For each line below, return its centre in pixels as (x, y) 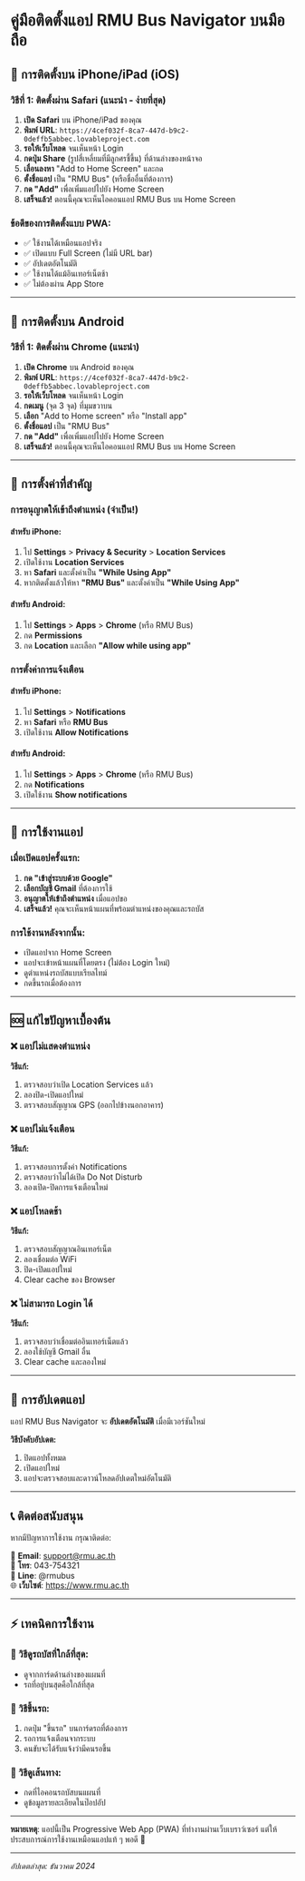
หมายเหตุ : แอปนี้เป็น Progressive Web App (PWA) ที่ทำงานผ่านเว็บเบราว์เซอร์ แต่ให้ (144, 1829)
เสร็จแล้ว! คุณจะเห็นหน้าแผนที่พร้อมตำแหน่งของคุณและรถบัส (114, 908)
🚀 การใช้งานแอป (47, 833)
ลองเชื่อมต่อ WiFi (50, 1259)
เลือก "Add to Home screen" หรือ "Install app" (105, 416)
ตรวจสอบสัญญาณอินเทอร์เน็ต (67, 1249)
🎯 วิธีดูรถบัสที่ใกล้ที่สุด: (49, 1654)
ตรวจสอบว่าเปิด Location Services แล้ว (88, 1084)
